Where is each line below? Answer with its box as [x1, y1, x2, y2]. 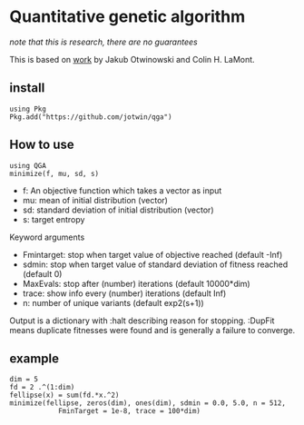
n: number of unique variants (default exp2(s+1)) [22, 297, 204, 308]
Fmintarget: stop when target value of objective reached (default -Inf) [22, 249, 283, 260]
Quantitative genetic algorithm [9, 6, 246, 27]
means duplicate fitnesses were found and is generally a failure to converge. [9, 324, 296, 335]
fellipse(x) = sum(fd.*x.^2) [9, 390, 120, 400]
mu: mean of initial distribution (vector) [22, 194, 168, 205]
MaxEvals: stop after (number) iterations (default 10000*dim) [22, 278, 251, 289]
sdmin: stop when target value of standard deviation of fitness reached [22, 259, 289, 270]
